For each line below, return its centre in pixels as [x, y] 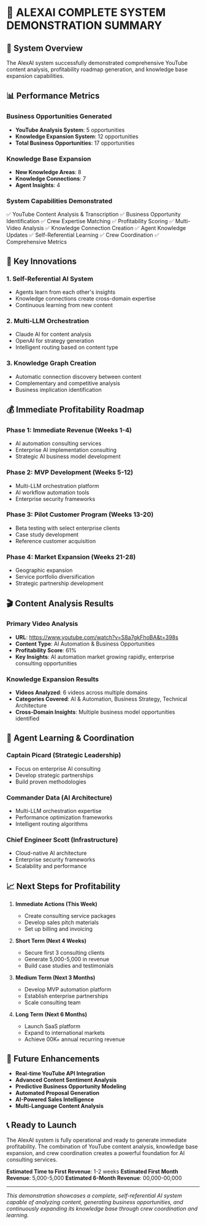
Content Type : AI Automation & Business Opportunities [85, 644]
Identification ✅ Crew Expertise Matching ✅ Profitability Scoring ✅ [90, 221]
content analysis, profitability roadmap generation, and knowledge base [97, 69]
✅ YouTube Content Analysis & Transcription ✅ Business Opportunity [93, 215]
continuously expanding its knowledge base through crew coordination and [102, 1208]
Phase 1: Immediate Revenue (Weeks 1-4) [69, 430]
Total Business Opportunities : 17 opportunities [75, 143]
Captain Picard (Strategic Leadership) [64, 755]
